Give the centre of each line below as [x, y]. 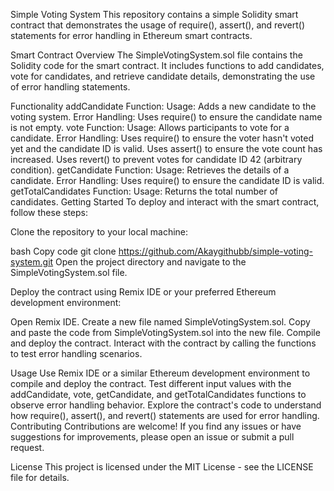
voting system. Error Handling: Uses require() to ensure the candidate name [166, 117]
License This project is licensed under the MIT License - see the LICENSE [162, 467]
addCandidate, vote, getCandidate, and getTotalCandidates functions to [158, 394]
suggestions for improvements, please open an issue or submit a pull [152, 437]
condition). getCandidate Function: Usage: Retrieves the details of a [150, 170]
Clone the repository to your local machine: [99, 232]
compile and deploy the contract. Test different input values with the [151, 383]
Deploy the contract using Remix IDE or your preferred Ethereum [143, 292]
